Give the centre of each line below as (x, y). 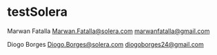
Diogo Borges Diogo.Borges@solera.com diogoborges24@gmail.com (106, 44)
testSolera (37, 12)
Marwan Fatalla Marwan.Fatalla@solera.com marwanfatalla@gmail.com (108, 31)
